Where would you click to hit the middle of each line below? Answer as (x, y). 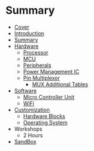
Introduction (29, 33)
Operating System (45, 122)
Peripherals (37, 65)
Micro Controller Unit (49, 97)
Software (25, 90)
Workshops (28, 129)
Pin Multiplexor (41, 78)
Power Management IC (51, 71)
